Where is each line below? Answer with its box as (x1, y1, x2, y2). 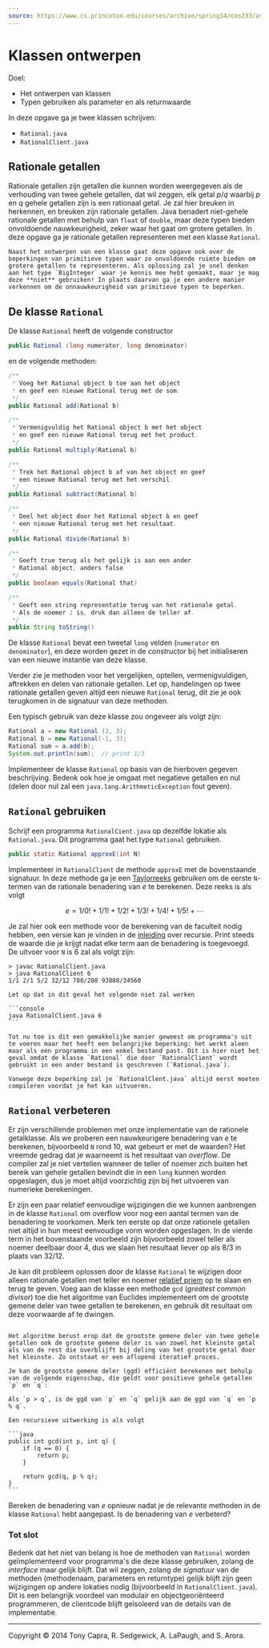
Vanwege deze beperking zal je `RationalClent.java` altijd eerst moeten (8, 1075, 260, 1083)
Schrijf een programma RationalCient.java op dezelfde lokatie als (8, 826, 227, 835)
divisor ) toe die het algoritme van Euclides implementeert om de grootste (8, 1292, 250, 1302)
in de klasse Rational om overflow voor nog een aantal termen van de (8, 1209, 239, 1218)
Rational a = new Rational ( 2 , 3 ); (8, 728, 127, 736)
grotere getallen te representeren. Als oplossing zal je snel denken (8, 262, 249, 270)
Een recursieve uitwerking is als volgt (8, 1417, 146, 1425)
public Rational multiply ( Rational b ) (8, 446, 138, 454)
